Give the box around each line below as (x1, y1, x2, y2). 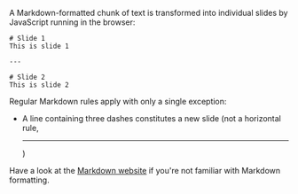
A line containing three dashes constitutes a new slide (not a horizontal (21, 113, 282, 123)
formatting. (9, 175, 51, 185)
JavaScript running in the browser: (9, 17, 136, 27)
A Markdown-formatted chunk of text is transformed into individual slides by (9, 8, 288, 18)
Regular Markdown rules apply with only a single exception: (9, 97, 227, 106)
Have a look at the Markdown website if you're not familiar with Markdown (9, 166, 281, 175)
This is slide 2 (9, 81, 69, 89)
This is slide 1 (9, 42, 69, 50)
